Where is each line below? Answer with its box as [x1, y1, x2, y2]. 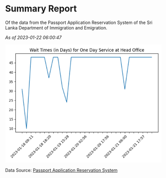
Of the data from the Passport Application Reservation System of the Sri [5, 19, 153, 25]
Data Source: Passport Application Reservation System [5, 167, 118, 173]
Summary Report [5, 3, 77, 14]
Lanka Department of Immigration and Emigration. [5, 24, 108, 30]
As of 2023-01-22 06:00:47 [5, 34, 62, 40]
